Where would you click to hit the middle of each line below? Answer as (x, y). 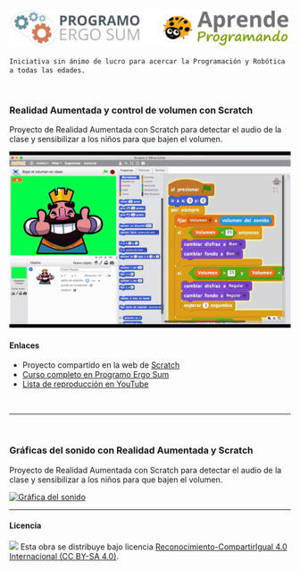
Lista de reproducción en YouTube (85, 384)
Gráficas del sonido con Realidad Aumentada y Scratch (131, 450)
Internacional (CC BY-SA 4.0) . (64, 556)
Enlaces (25, 345)
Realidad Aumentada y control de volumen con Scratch (131, 110)
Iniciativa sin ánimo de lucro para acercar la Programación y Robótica (147, 61)
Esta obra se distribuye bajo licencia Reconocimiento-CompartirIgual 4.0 (154, 547)
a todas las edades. (48, 70)
